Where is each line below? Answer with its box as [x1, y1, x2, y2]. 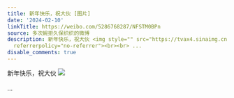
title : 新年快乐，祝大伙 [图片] [7, 10, 91, 17]
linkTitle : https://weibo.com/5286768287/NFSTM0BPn [7, 23, 161, 30]
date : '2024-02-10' [7, 17, 64, 24]
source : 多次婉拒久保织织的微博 [7, 29, 90, 37]
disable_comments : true [7, 49, 77, 56]
